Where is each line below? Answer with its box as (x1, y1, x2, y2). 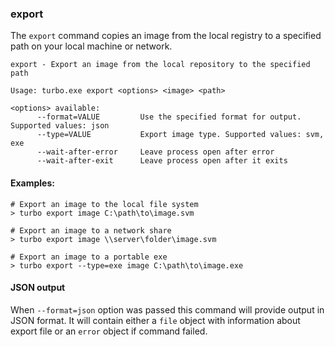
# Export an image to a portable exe (10, 252, 168, 262)
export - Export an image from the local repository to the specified (10, 60, 311, 70)
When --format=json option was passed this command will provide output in (10, 303, 325, 316)
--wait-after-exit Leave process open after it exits (36, 156, 288, 166)
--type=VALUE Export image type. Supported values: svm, (36, 130, 325, 140)
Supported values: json (10, 121, 110, 131)
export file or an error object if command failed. (10, 325, 208, 337)
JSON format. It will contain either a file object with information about (10, 314, 301, 326)
